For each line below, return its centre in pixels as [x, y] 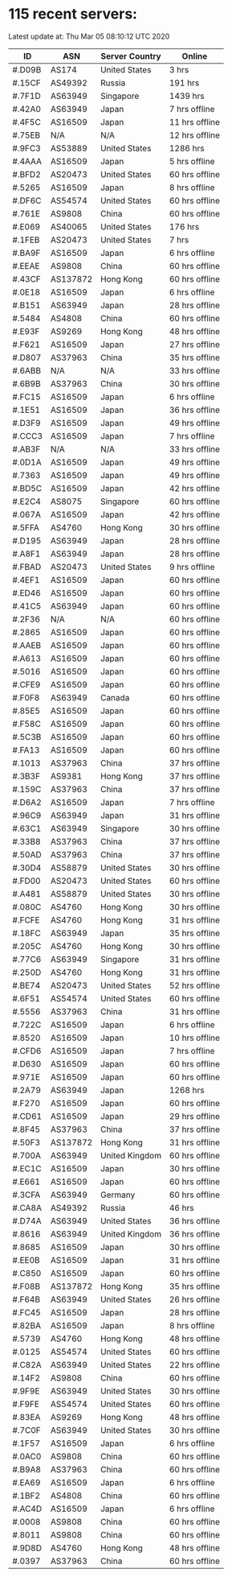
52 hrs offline [195, 985]
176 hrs [184, 226]
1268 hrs [187, 1090]
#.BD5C [27, 488]
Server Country [131, 56]
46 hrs [181, 1208]
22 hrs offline [195, 1364]
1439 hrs [187, 96]
